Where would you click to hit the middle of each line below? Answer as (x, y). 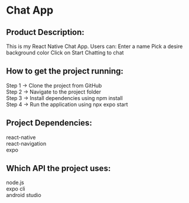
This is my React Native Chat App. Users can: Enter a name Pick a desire (94, 46)
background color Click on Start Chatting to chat (65, 53)
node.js (15, 183)
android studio (24, 195)
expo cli (16, 189)
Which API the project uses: (58, 168)
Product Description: (45, 32)
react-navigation (26, 143)
